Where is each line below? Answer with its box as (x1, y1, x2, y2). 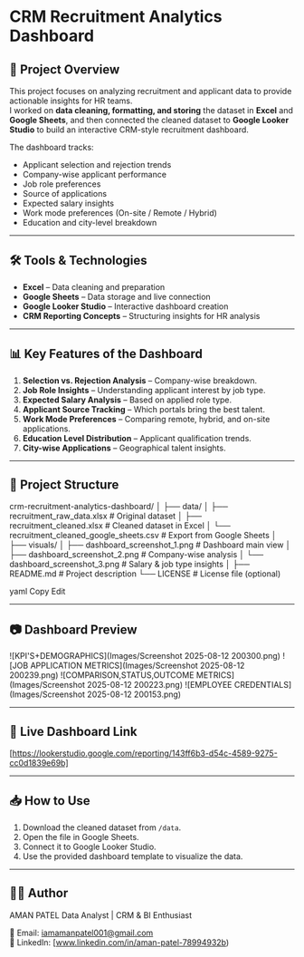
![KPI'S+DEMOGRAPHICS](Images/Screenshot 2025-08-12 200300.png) (9, 651, 280, 662)
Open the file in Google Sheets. (22, 831, 139, 842)
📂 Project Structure (9, 478, 119, 493)
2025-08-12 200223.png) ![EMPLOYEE (87, 680, 233, 691)
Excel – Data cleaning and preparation (22, 281, 166, 292)
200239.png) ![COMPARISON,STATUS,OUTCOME (9, 670, 195, 681)
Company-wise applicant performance (22, 169, 167, 179)
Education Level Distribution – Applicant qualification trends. (22, 432, 252, 443)
